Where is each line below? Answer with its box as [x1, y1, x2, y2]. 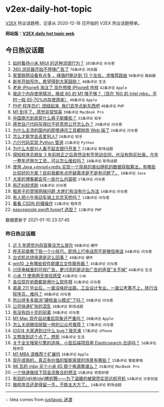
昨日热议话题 [5, 230, 36, 237]
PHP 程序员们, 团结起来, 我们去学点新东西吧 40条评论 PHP [12, 102, 125, 108]
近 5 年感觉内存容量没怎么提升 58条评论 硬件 [12, 243, 98, 248]
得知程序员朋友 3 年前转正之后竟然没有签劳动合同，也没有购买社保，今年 [12, 151, 159, 157]
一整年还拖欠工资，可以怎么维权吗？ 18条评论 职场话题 [12, 158, 118, 163]
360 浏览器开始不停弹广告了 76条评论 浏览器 [12, 66, 98, 72]
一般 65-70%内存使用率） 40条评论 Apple [17, 97, 97, 102]
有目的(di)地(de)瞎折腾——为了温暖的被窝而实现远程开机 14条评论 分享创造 [12, 376, 158, 382]
